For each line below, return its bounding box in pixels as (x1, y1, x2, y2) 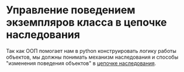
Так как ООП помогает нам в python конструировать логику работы (6, 47, 177, 54)
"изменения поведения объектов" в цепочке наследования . (6, 59, 157, 67)
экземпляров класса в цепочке (6, 16, 168, 29)
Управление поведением (6, 3, 136, 17)
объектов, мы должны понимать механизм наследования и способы (6, 53, 179, 60)
